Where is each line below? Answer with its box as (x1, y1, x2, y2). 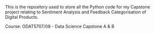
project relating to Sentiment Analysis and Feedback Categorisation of (5, 9, 147, 15)
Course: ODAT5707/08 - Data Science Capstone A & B (5, 23, 115, 29)
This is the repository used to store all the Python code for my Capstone (5, 4, 150, 10)
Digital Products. (5, 14, 39, 20)
